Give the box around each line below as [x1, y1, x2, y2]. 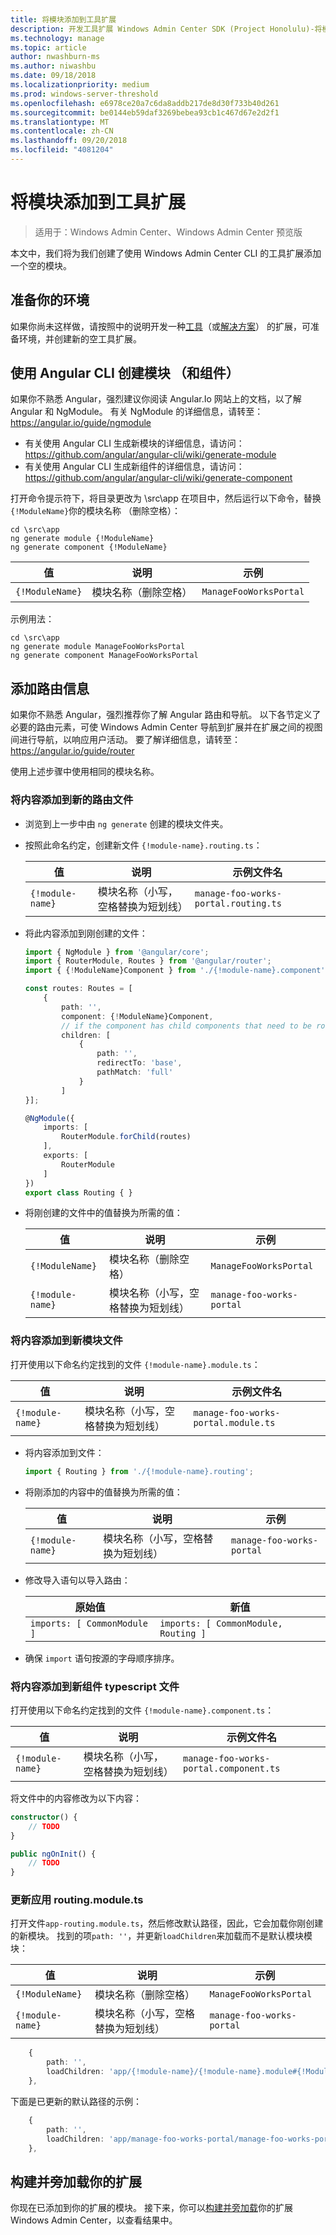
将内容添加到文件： [24, 1446, 105, 1458]
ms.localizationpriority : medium [10, 80, 150, 90]
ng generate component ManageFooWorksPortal [10, 651, 199, 661]
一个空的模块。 [10, 259, 72, 271]
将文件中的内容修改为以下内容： [10, 1792, 142, 1804]
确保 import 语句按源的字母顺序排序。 [24, 1652, 180, 1664]
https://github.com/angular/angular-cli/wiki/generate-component [24, 472, 293, 484]
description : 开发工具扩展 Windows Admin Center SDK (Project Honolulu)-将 [10, 24, 323, 34]
